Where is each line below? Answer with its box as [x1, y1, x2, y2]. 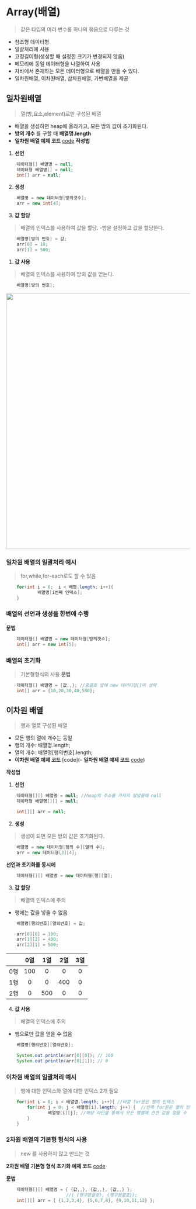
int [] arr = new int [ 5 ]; [16, 641, 77, 647]
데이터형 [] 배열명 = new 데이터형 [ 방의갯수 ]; [16, 635, 111, 642]
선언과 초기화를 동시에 [6, 861, 56, 868]
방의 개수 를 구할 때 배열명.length [14, 130, 92, 137]
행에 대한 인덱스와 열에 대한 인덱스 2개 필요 [20, 1087, 118, 1094]
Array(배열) [6, 5, 61, 19]
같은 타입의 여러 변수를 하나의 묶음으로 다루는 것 [20, 26, 129, 33]
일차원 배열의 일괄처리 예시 [6, 558, 77, 566]
